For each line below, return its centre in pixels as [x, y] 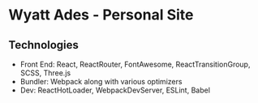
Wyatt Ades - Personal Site [101, 15]
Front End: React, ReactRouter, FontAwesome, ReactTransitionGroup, [135, 64]
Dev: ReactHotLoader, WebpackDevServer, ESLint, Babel [115, 90]
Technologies [44, 45]
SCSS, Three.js [45, 73]
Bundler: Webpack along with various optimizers [101, 82]
